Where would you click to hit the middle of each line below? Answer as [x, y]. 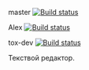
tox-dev [21, 42]
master [20, 12]
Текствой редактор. [41, 58]
